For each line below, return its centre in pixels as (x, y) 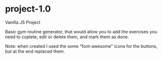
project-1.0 (28, 9)
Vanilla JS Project (23, 22)
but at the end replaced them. (35, 51)
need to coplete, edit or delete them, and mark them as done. (67, 37)
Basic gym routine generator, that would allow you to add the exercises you (81, 31)
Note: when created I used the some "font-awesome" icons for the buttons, (81, 46)
